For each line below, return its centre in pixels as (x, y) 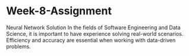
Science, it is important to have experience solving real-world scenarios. (95, 33)
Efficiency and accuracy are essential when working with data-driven (91, 40)
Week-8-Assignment (59, 11)
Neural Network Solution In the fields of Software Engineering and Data (94, 27)
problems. (18, 46)
